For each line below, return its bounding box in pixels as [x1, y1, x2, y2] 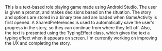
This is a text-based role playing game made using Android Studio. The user [5, 4, 157, 10]
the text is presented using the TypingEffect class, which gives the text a [5, 30, 150, 35]
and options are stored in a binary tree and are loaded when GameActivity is [5, 15, 157, 20]
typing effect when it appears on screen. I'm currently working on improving [5, 35, 158, 41]
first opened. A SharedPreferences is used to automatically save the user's [5, 19, 155, 25]
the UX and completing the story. [5, 40, 71, 46]
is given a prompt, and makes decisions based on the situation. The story [5, 9, 151, 15]
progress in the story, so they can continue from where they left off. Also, [5, 25, 151, 31]
